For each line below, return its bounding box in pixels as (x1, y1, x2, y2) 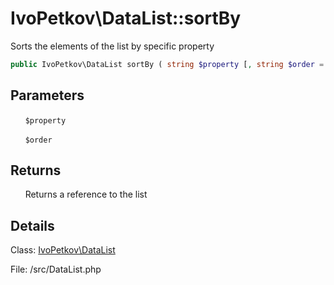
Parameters (10, 87, 85, 104)
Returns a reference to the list (24, 188, 148, 201)
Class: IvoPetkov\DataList (10, 244, 116, 256)
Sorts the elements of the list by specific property (10, 40, 215, 52)
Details (10, 217, 55, 234)
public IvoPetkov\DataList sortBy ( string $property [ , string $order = (10, 59, 325, 69)
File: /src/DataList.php (10, 263, 102, 276)
